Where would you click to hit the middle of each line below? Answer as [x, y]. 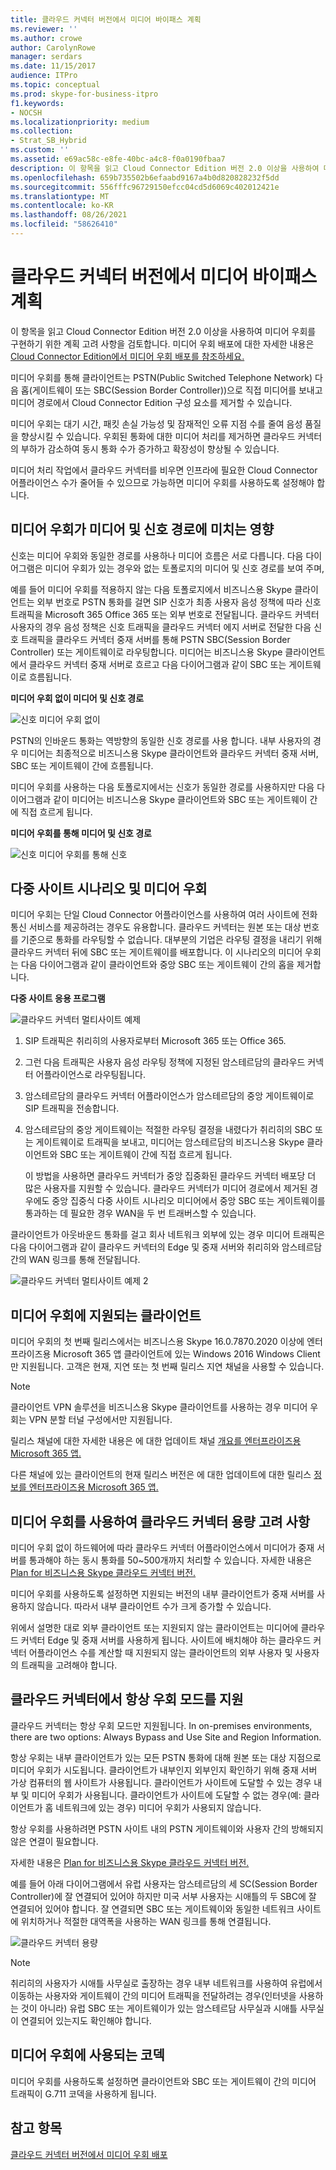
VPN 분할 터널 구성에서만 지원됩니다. [100, 1420]
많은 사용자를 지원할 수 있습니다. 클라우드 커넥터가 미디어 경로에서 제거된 [166, 1188]
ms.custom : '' [40, 150]
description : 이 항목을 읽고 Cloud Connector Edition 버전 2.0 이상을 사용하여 [165, 168]
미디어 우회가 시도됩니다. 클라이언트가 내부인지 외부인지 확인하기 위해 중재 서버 [164, 1770]
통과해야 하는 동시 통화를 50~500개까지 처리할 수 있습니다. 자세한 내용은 [170, 1560]
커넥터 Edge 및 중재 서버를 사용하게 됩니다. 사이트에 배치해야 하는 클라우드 [166, 1640]
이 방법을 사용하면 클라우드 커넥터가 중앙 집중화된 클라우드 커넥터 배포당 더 [170, 1176]
